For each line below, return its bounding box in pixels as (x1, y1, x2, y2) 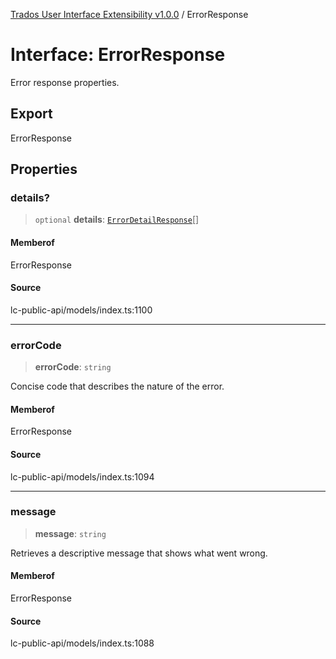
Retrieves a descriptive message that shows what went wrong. (10, 547, 268, 559)
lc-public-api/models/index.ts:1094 (10, 470, 155, 483)
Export (10, 105, 53, 123)
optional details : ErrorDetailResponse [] (34, 214, 200, 226)
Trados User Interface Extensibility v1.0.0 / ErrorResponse (10, 9, 249, 20)
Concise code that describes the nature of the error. (10, 380, 225, 393)
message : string (34, 527, 107, 539)
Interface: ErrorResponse (10, 44, 226, 66)
